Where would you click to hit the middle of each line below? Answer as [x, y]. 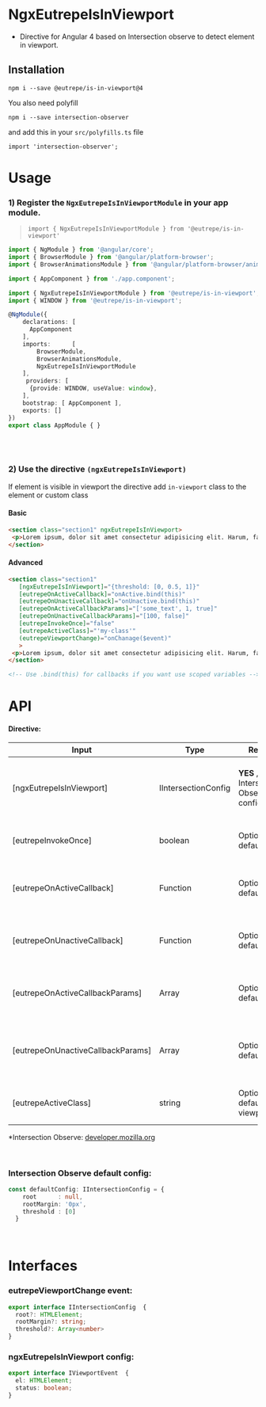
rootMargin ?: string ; [51, 1322]
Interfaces [43, 1266]
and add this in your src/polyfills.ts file [76, 132]
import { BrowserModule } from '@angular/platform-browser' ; [111, 257]
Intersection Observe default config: [80, 1172]
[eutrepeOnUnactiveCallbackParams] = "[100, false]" [104, 616]
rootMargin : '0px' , [55, 1204]
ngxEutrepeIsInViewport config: [71, 1357]
